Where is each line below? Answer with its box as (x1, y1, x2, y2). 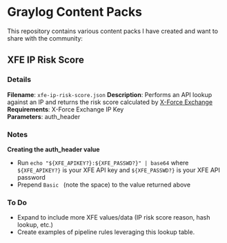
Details (7, 75, 32, 85)
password (17, 173, 46, 181)
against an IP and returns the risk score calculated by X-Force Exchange (7, 98, 213, 106)
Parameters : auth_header (7, 112, 81, 120)
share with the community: (7, 34, 83, 42)
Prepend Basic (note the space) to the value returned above (17, 180, 191, 189)
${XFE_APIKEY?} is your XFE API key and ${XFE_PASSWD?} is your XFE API (17, 166, 221, 174)
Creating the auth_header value (7, 145, 100, 154)
